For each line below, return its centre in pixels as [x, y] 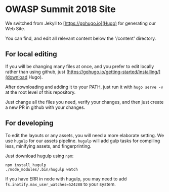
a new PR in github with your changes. [45, 107]
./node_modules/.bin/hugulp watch [42, 169]
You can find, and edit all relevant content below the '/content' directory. [81, 38]
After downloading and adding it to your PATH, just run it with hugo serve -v [84, 87]
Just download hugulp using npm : [39, 156]
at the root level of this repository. [40, 92]
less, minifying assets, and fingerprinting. [48, 146]
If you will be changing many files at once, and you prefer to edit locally [80, 66]
